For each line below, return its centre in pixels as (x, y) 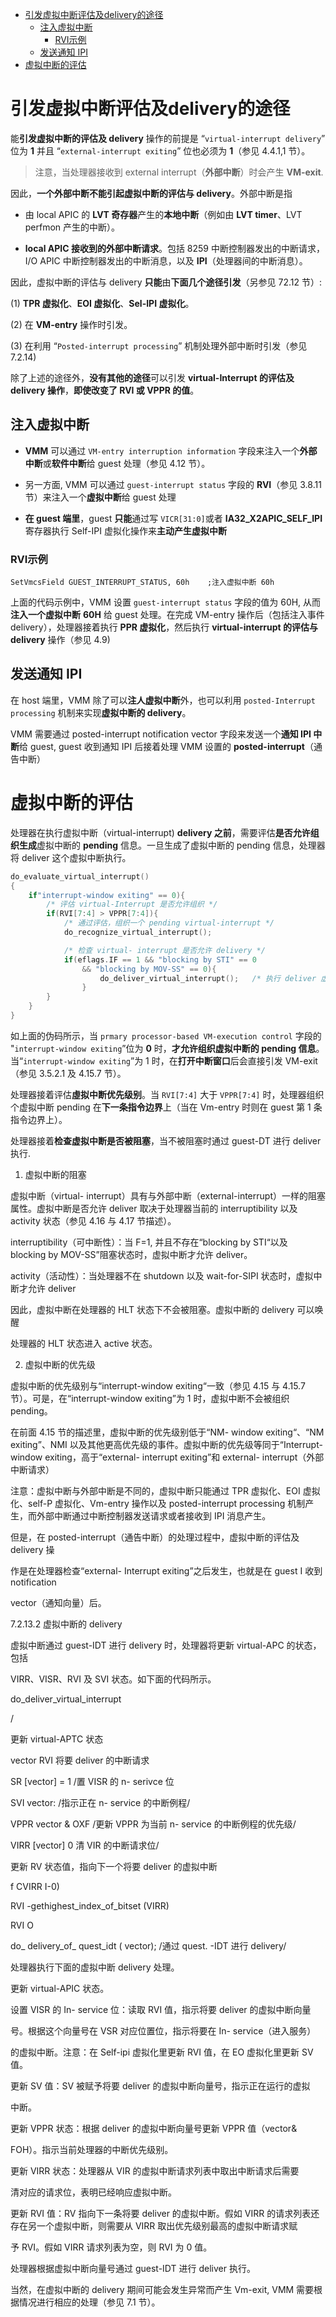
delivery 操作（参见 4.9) (60, 640)
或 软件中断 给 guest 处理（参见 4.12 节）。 (126, 463)
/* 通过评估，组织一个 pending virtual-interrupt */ (169, 923)
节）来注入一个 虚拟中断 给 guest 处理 (100, 497)
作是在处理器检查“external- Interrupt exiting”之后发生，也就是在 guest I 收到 (166, 1570)
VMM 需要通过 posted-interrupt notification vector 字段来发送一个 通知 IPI (161, 734)
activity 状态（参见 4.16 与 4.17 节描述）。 (93, 1220)
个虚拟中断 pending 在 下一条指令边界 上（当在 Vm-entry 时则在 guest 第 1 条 (166, 1107)
